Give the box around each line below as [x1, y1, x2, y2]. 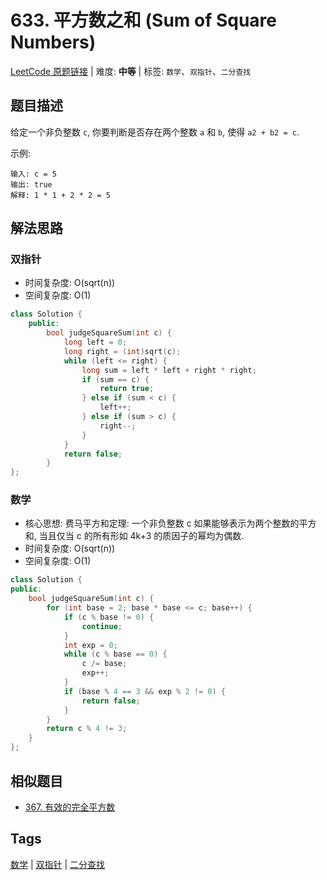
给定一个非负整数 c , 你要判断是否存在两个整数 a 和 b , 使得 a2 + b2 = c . [10, 126, 300, 138]
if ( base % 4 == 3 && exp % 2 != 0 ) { [63, 686, 226, 696]
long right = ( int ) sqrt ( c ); [63, 346, 182, 356]
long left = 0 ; [63, 337, 128, 348]
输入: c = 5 [10, 169, 57, 179]
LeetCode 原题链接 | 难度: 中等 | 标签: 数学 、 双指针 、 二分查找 [10, 65, 252, 77]
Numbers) [10, 31, 97, 54]
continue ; [81, 621, 123, 631]
